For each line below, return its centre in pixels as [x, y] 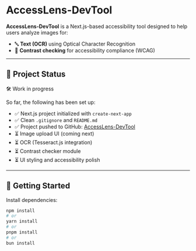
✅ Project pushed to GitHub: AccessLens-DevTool [75, 127]
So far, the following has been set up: [51, 102]
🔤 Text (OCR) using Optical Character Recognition [75, 44]
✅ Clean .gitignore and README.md [56, 120]
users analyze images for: [37, 32]
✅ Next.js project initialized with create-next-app [73, 113]
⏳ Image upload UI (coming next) [54, 133]
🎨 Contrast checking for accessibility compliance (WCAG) [85, 50]
